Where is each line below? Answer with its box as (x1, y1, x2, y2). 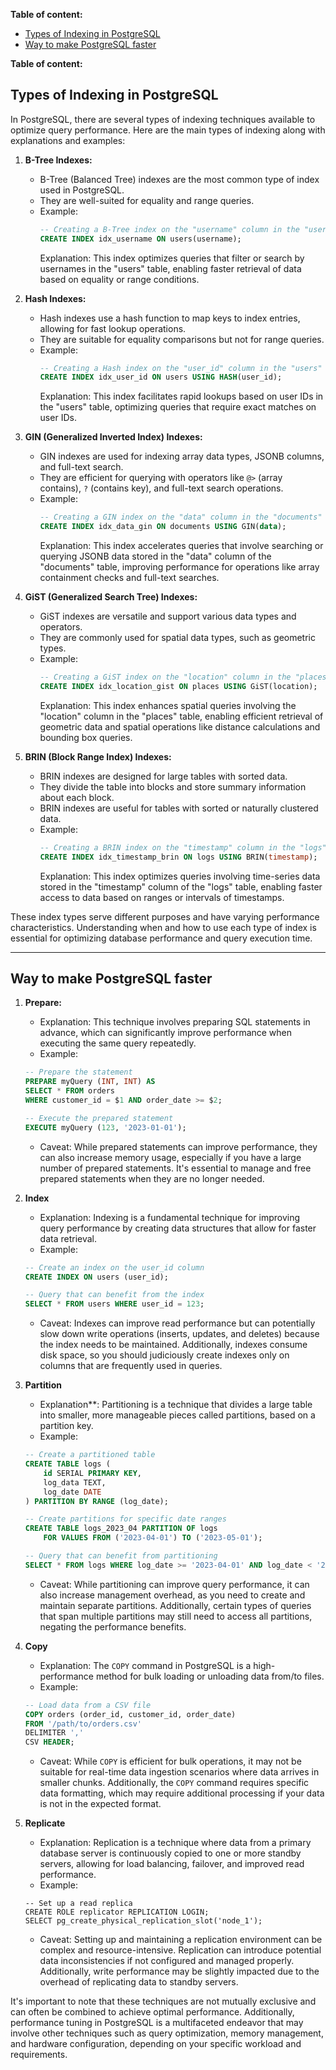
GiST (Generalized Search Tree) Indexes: (24, 591, 198, 603)
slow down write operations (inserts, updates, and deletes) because (39, 1328, 320, 1340)
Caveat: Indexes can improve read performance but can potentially (39, 1317, 316, 1329)
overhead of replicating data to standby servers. (39, 1976, 239, 1988)
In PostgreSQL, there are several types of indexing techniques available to (10, 113, 316, 125)
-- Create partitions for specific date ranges (24, 1514, 227, 1524)
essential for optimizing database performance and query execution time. (10, 932, 313, 944)
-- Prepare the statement (24, 1067, 133, 1078)
